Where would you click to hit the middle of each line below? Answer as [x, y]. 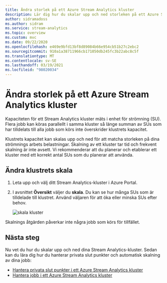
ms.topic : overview [25, 33]
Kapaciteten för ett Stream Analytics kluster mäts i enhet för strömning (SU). [83, 119]
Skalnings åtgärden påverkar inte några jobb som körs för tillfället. [73, 222]
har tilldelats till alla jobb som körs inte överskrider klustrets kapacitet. [77, 129]
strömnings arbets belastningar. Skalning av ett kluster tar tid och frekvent [81, 144]
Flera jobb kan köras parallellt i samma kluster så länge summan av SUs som [83, 124]
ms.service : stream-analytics [37, 28]
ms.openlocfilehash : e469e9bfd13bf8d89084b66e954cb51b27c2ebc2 [72, 47]
